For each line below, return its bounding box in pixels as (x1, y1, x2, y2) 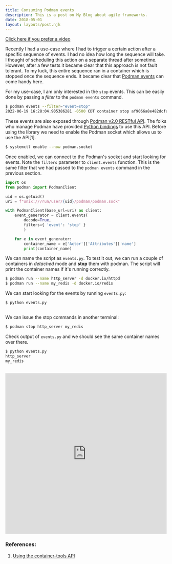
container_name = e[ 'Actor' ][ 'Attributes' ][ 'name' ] (24, 241, 137, 247)
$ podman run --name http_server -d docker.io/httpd (5, 276, 120, 281)
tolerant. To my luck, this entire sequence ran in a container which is (5, 68, 149, 74)
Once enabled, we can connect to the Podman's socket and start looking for (5, 154, 166, 160)
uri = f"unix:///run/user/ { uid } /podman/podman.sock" (5, 199, 120, 204)
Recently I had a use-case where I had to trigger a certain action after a (5, 46, 156, 52)
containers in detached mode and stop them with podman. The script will (5, 260, 160, 267)
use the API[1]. (5, 135, 36, 140)
